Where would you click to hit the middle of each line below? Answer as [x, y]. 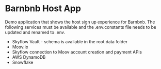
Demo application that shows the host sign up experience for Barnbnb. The [80, 22]
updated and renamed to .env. [35, 32]
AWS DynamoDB [29, 57]
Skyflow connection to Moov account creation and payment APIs [77, 52]
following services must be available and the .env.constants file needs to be [81, 27]
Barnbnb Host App [43, 9]
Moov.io [20, 47]
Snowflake [23, 62]
